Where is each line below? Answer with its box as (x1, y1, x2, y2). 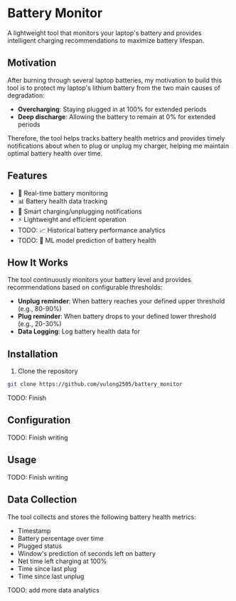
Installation (7, 348, 58, 360)
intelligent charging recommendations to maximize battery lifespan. (7, 36, 205, 44)
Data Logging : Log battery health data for (17, 327, 141, 336)
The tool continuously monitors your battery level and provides (7, 276, 191, 284)
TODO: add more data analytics (7, 585, 100, 594)
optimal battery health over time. (7, 148, 103, 158)
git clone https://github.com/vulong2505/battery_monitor (7, 380, 183, 388)
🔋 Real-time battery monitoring (17, 188, 108, 197)
